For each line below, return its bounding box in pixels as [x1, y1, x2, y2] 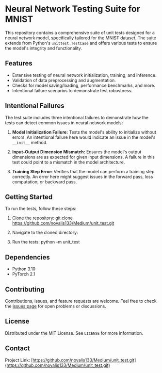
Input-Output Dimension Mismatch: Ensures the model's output [12, 149, 142, 155]
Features [5, 59, 32, 67]
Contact [5, 344, 30, 353]
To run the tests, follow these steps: [5, 206, 77, 211]
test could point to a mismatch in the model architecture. [12, 159, 125, 165]
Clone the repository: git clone [12, 215, 73, 221]
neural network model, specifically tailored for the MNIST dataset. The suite [5, 35, 157, 41]
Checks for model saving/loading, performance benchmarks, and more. [12, 82, 156, 88]
